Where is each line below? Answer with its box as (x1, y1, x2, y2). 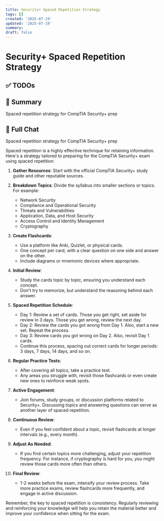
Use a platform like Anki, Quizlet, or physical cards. (20, 242, 123, 248)
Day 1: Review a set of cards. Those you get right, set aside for (20, 312, 147, 318)
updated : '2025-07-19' (5, 21, 52, 26)
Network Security (20, 197, 56, 203)
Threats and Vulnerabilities (20, 207, 75, 214)
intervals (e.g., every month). (20, 432, 79, 437)
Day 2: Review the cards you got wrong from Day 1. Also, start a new (20, 322, 159, 328)
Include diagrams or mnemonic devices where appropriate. (20, 258, 140, 264)
